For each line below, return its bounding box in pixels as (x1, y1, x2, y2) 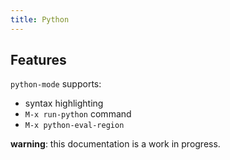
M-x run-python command (24, 108, 132, 120)
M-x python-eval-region (24, 121, 125, 131)
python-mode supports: (10, 78, 102, 90)
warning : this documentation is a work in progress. (10, 138, 221, 150)
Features (10, 52, 67, 69)
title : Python (10, 14, 70, 25)
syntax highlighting (24, 97, 104, 110)
